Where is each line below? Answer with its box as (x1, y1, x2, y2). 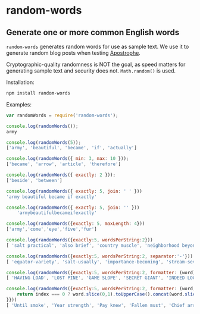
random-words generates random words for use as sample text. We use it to (6, 43, 189, 50)
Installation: (6, 78, 35, 86)
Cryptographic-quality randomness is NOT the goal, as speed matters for (6, 61, 186, 68)
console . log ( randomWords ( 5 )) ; (6, 139, 82, 146)
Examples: (6, 101, 32, 108)
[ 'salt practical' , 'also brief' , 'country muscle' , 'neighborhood (6, 242, 180, 249)
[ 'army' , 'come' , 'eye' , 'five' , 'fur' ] (6, 227, 97, 233)
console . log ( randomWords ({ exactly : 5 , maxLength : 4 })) (6, 221, 145, 227)
